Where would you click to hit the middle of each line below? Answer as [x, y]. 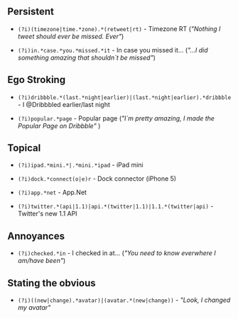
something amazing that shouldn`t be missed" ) [87, 57]
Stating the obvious [52, 283]
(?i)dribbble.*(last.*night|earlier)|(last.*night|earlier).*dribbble [124, 97]
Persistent [31, 12]
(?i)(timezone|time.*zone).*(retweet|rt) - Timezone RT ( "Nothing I [119, 28]
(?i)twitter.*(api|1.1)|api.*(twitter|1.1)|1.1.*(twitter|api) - [115, 206]
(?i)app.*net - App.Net [52, 192]
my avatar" [34, 308]
